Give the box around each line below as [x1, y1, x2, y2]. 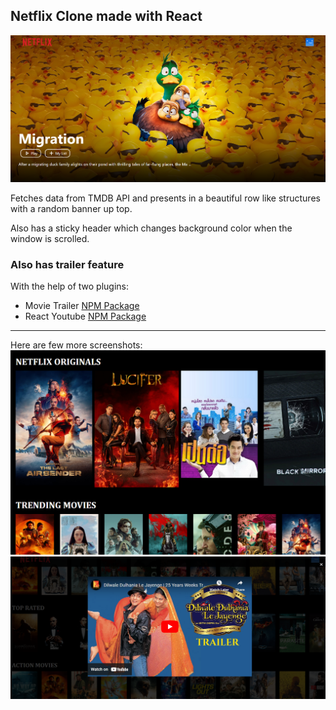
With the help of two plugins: [10, 280, 130, 293]
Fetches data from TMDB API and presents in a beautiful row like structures [10, 192, 321, 204]
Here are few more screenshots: [10, 339, 143, 351]
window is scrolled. [10, 232, 90, 244]
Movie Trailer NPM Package [24, 300, 140, 312]
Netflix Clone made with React [10, 8, 203, 25]
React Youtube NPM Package [24, 310, 147, 323]
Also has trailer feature [10, 257, 125, 271]
